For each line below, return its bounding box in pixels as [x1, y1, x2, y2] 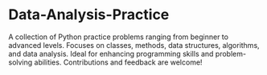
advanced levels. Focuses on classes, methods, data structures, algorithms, [8, 40, 260, 49]
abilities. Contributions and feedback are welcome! [34, 57, 203, 67]
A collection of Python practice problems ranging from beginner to [8, 32, 229, 41]
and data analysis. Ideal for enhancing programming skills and [8, 49, 214, 58]
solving [8, 57, 33, 67]
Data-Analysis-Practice [8, 6, 170, 24]
